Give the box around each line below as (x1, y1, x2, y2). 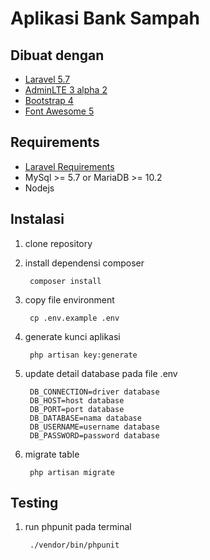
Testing (10, 495, 59, 512)
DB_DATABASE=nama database (29, 413, 142, 423)
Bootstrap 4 (24, 95, 74, 106)
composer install (29, 276, 102, 286)
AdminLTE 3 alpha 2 (24, 84, 108, 96)
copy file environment (24, 293, 115, 306)
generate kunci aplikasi (24, 330, 121, 342)
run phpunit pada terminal (24, 521, 132, 533)
